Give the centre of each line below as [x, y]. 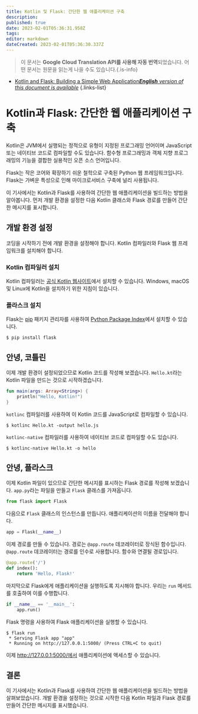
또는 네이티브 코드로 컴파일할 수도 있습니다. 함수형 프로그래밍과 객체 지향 [89, 153]
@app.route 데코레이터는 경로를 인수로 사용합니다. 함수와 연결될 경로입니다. [92, 552]
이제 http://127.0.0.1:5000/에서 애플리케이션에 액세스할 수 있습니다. [83, 655]
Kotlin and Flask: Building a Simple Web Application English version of [99, 81]
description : [22, 17]
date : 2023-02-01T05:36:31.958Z [46, 28]
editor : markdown [27, 39]
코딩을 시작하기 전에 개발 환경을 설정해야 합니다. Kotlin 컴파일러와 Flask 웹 [91, 243]
